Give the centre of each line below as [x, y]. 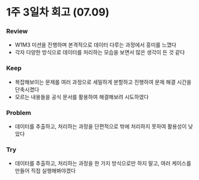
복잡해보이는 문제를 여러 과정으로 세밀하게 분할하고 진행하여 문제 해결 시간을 [103, 82]
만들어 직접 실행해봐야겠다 [45, 171]
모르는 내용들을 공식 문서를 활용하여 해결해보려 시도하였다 [82, 97]
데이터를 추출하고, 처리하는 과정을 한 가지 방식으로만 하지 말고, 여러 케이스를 [103, 163]
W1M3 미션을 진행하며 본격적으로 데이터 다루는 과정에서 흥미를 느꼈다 [96, 45]
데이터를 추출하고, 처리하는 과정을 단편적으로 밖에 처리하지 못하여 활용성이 [101, 126]
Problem [19, 113]
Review [17, 32]
